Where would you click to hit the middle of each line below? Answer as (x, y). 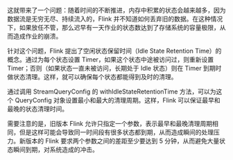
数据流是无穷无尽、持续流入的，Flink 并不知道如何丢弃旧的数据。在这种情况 (115, 19)
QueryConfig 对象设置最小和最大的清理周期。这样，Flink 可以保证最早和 (118, 100)
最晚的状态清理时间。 (37, 109)
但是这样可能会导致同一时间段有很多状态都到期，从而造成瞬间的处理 (116, 132)
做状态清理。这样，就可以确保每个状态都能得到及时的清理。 (92, 77)
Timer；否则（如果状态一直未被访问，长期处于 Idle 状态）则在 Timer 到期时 (114, 68)
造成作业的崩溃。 (37, 36)
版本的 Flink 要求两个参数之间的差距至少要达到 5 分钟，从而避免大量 (122, 141)
